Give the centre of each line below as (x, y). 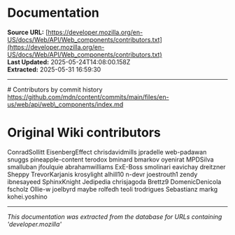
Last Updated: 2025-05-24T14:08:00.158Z (69, 62)
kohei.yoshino (27, 197)
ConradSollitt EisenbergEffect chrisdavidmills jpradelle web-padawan (107, 152)
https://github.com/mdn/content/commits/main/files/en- (88, 97)
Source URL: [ (28, 32)
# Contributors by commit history (55, 90)
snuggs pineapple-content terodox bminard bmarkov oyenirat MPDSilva (111, 159)
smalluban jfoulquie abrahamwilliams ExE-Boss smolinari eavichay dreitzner (116, 166)
